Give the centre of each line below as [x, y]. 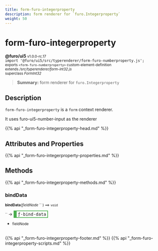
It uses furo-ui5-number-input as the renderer [51, 119]
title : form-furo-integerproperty [40, 9]
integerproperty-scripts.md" [33, 243]
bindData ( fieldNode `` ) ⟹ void [32, 205]
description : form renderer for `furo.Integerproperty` [63, 14]
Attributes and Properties [44, 144]
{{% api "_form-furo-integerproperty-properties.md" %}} [62, 155]
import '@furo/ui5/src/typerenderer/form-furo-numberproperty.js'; [75, 61]
